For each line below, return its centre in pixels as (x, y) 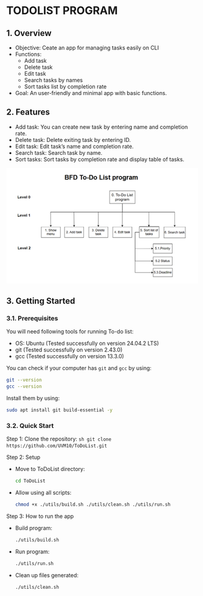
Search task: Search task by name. (59, 152)
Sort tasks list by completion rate (65, 87)
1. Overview (29, 33)
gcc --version (24, 387)
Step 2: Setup (23, 457)
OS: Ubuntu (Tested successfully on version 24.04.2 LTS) (87, 343)
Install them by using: (33, 398)
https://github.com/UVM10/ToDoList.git (57, 446)
